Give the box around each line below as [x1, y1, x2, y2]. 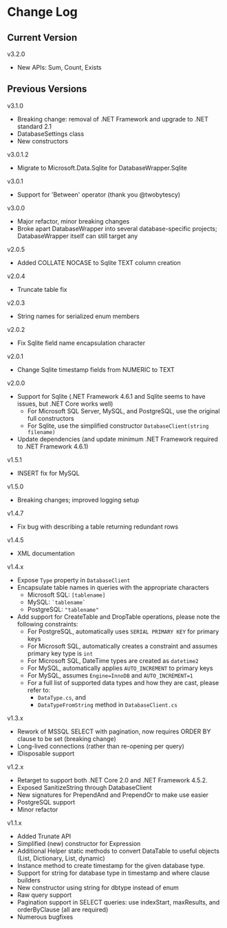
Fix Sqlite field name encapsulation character [17, 339, 146, 347]
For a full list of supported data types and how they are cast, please [27, 678, 219, 687]
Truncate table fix [17, 285, 67, 293]
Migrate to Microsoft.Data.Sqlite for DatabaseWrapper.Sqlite [17, 164, 188, 172]
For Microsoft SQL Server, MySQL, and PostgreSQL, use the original [27, 406, 220, 415]
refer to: [27, 686, 50, 694]
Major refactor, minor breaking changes [17, 217, 130, 225]
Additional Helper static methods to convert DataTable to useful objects [17, 847, 220, 855]
